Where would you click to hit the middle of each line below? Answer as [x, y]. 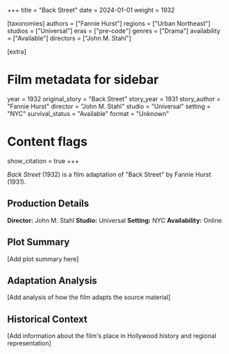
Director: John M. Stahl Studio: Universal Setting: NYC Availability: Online [114, 220]
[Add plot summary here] [43, 259]
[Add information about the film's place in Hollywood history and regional [112, 336]
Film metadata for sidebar [83, 80]
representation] [29, 344]
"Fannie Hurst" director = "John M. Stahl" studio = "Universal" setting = [109, 106]
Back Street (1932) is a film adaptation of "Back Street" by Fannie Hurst [109, 174]
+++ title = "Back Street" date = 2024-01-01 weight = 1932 [91, 10]
